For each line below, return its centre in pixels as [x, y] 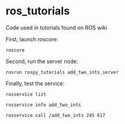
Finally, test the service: [35, 83]
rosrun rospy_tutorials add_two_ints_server [62, 72]
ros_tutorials [38, 11]
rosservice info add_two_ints [44, 105]
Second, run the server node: [42, 61]
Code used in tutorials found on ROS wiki [56, 28]
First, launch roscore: [32, 39]
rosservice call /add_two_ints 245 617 [56, 115]
